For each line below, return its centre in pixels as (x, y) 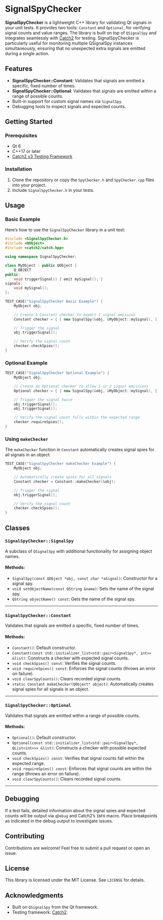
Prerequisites (21, 136)
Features (19, 69)
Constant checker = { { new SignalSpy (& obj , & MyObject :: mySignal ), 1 (86, 319)
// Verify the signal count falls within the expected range (77, 417)
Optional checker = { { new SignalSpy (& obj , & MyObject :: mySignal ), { (86, 391)
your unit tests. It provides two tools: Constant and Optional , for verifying (78, 27)
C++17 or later (26, 151)
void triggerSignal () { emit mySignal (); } (58, 279)
